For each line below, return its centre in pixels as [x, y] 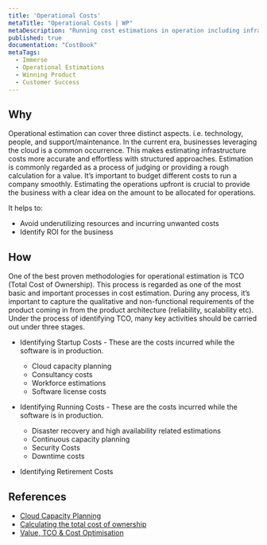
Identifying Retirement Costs [66, 472]
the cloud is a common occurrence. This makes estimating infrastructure [127, 150]
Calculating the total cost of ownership [83, 524]
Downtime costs [58, 456]
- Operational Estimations [60, 68]
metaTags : [25, 53]
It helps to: [26, 208]
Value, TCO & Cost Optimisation [72, 532]
